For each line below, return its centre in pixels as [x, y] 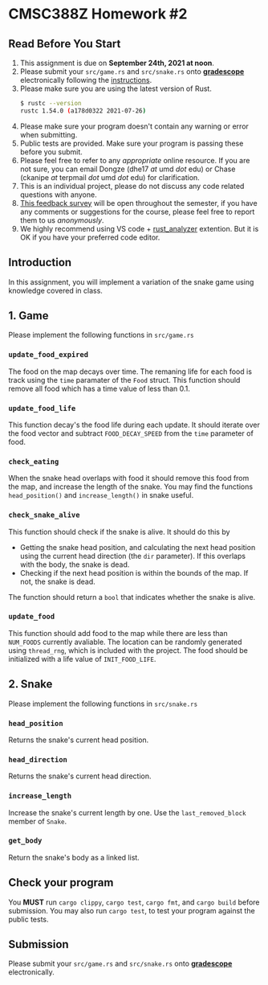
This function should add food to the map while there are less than [118, 633]
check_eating [34, 462]
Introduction [40, 263]
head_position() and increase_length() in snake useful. [101, 495]
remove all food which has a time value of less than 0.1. [99, 388]
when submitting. [49, 134]
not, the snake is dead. [58, 581]
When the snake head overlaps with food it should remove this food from [129, 478]
